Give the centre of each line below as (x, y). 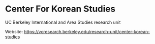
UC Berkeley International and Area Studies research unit (63, 22)
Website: (14, 31)
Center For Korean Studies (60, 9)
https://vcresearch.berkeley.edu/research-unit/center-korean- (87, 31)
